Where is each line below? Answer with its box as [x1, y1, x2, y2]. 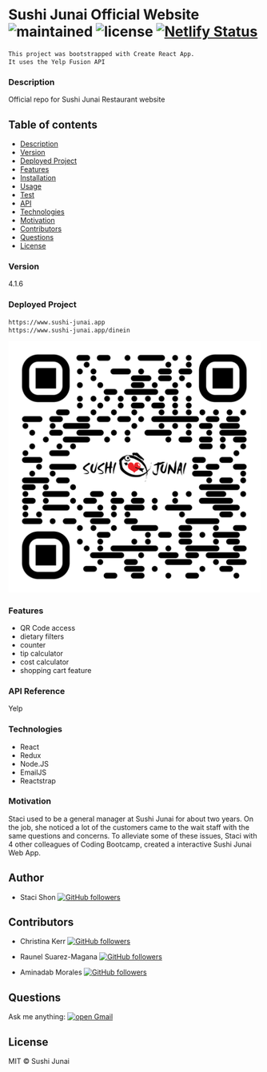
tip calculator [19, 648, 64, 658]
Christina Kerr [19, 937, 66, 946]
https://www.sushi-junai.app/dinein [8, 326, 130, 334]
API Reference [8, 685, 66, 696]
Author [8, 871, 44, 885]
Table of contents [8, 118, 98, 131]
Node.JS [19, 759, 50, 768]
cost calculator [19, 657, 70, 667]
